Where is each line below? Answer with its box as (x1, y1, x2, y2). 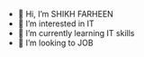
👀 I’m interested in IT (17, 18, 94, 29)
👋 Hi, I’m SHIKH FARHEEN (17, 9, 114, 19)
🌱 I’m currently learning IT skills (17, 28, 135, 38)
